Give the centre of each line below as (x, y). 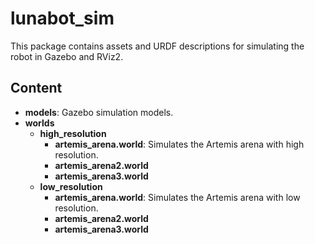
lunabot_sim (62, 18)
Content (36, 88)
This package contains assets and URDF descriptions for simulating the (157, 46)
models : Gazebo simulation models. (99, 112)
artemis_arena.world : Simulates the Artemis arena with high (179, 144)
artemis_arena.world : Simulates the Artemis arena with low (177, 197)
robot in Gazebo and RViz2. (67, 56)
